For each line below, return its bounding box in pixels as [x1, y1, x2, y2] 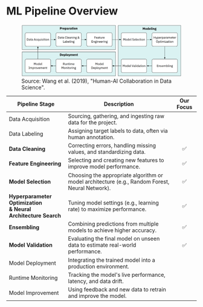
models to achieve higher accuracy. [68, 227, 157, 234]
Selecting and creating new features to [68, 157, 164, 164]
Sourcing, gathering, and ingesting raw [68, 112, 165, 119]
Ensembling [8, 223, 40, 230]
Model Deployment [8, 259, 56, 267]
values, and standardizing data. [68, 148, 146, 156]
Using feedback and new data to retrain [68, 286, 166, 293]
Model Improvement [8, 289, 59, 296]
